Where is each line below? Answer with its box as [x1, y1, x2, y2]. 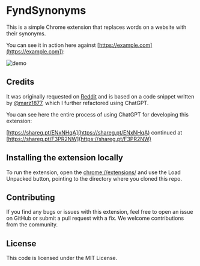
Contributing [6, 192, 55, 202]
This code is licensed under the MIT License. [6, 255, 118, 262]
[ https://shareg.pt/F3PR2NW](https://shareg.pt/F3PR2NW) [6, 135, 152, 142]
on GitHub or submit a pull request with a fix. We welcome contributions [6, 214, 184, 222]
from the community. [6, 221, 58, 228]
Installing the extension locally [6, 153, 123, 163]
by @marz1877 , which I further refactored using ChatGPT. [6, 99, 149, 106]
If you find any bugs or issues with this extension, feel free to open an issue [6, 208, 193, 216]
